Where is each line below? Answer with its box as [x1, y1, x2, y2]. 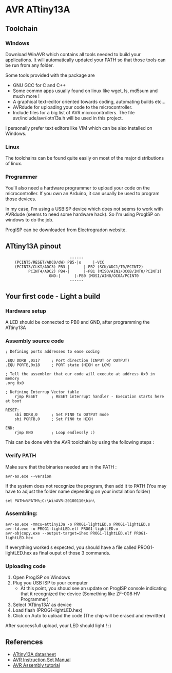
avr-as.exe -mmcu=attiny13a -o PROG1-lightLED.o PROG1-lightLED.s [5, 522, 150, 527]
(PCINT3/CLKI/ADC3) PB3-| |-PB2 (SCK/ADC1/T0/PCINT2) [14, 264, 144, 270]
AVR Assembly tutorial [12, 662, 60, 668]
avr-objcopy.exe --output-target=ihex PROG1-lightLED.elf [5, 530, 132, 536]
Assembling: [5, 510, 38, 517]
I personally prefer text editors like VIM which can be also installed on [5, 125, 152, 131]
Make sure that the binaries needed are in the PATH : [5, 463, 117, 470]
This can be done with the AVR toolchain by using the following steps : [5, 439, 155, 445]
